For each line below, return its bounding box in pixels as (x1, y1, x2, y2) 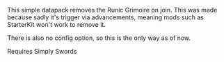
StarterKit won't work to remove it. (7, 21, 106, 28)
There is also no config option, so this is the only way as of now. (7, 34, 191, 42)
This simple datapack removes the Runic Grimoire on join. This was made (7, 6, 218, 14)
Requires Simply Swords (7, 48, 77, 55)
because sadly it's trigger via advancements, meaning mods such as (7, 13, 204, 21)
